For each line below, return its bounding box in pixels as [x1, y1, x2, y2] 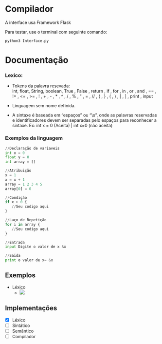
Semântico [12, 328, 34, 334]
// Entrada [5, 240, 25, 245]
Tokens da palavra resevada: [12, 83, 70, 89]
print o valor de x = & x [5, 258, 54, 263]
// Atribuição [5, 168, 32, 173]
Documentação [5, 55, 69, 66]
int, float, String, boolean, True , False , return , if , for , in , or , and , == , [12, 88, 157, 94]
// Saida [5, 253, 21, 258]
